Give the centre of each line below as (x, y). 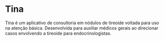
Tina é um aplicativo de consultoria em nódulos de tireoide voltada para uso (82, 23)
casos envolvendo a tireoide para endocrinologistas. (58, 33)
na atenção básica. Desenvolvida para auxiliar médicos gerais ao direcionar (82, 28)
